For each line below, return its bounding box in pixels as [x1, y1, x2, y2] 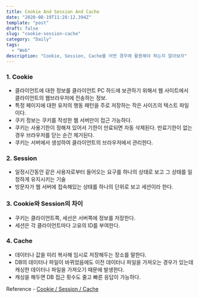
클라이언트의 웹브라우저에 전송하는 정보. [14, 94, 108, 101]
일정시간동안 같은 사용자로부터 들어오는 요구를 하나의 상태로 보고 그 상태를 [14, 168, 187, 175]
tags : [6, 42, 20, 48]
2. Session [6, 154, 37, 162]
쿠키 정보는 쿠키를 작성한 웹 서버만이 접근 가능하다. [14, 117, 132, 124]
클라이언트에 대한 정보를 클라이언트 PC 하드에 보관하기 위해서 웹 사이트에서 [14, 87, 189, 94]
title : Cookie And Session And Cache [6, 8, 100, 15]
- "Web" [11, 48, 31, 54]
